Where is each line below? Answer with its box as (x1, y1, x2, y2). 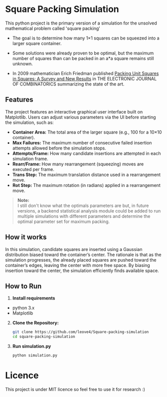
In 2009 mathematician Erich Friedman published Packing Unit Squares (12, 70, 159, 76)
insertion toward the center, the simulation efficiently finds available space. (5, 267, 160, 273)
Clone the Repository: (12, 320, 59, 326)
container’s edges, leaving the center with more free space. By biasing (5, 262, 151, 268)
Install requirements (12, 295, 55, 301)
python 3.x (12, 305, 35, 311)
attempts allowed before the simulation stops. (12, 145, 106, 151)
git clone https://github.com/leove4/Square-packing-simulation (12, 329, 149, 334)
